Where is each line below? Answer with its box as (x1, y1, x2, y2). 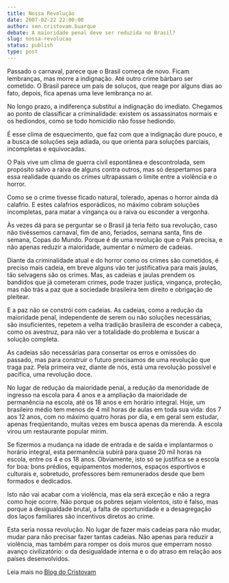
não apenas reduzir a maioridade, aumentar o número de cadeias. (7, 243, 193, 251)
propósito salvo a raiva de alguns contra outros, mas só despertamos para (7, 165, 217, 174)
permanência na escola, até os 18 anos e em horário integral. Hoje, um (7, 398, 206, 406)
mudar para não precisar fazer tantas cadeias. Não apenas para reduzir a (7, 532, 214, 540)
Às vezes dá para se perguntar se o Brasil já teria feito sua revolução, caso (7, 221, 217, 229)
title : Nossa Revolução (7, 10, 75, 17)
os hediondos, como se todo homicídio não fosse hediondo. (7, 117, 176, 125)
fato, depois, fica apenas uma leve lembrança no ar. (7, 88, 153, 97)
